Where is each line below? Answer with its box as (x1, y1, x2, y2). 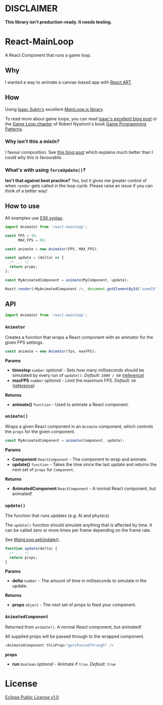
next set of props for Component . (12, 466, 75, 472)
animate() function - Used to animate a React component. (12, 401, 130, 407)
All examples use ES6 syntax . (5, 215, 64, 221)
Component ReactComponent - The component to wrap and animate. (12, 456, 148, 462)
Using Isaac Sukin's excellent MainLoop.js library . (5, 106, 104, 112)
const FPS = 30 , (5, 233, 38, 238)
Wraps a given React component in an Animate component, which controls (5, 423, 153, 429)
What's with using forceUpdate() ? (5, 167, 86, 173)
